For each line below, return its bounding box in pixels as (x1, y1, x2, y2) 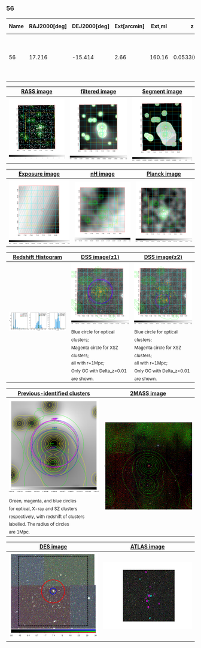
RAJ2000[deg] (29, 23, 67, 30)
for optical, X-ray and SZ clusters (8, 505, 78, 512)
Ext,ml (151, 23, 167, 30)
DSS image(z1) (81, 254, 120, 261)
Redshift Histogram (13, 254, 63, 261)
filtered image (80, 88, 117, 95)
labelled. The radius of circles (8, 522, 70, 528)
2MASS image (130, 390, 166, 397)
